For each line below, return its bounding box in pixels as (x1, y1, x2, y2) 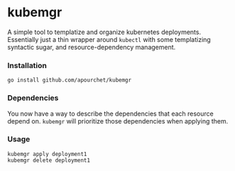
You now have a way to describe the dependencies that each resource (7, 109, 214, 118)
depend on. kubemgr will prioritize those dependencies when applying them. (7, 116, 229, 125)
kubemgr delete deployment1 (7, 157, 91, 164)
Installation (7, 60, 48, 70)
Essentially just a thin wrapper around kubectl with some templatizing (7, 35, 211, 43)
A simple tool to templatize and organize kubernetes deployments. (7, 28, 201, 36)
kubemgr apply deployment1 (7, 150, 87, 158)
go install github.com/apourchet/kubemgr (7, 77, 132, 84)
